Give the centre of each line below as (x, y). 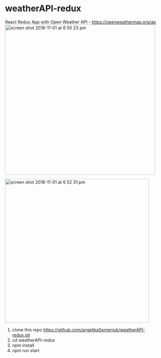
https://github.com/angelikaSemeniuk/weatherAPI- (94, 330)
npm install (23, 345)
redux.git (21, 335)
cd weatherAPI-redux (33, 340)
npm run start (26, 350)
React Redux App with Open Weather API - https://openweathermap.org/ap (81, 22)
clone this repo (27, 330)
